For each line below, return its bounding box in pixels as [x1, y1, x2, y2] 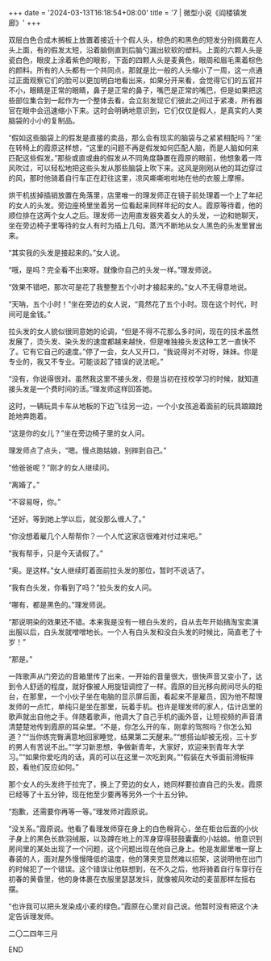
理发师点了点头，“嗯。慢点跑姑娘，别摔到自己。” [8, 445, 167, 455]
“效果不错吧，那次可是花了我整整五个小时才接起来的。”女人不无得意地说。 [8, 282, 252, 291]
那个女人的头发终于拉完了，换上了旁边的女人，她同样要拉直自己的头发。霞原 [8, 779, 263, 789]
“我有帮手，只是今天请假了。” [8, 549, 103, 558]
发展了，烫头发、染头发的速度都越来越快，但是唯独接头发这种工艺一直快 [8, 336, 248, 346]
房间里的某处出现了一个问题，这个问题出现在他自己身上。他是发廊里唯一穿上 [8, 844, 263, 854]
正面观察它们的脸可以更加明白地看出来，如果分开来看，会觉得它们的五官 [15, 76, 256, 85]
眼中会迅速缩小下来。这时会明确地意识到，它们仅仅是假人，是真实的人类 [22, 106, 263, 115]
